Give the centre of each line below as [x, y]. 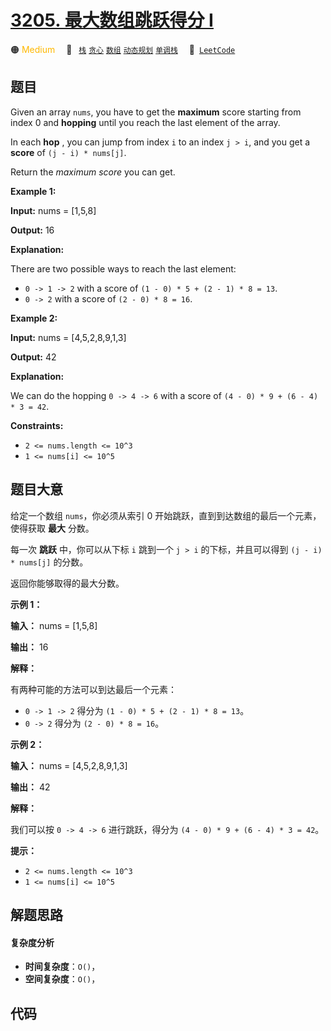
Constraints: [37, 425]
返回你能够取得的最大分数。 [67, 583]
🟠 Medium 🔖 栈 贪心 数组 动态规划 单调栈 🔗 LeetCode [123, 49]
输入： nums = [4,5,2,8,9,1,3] [69, 765]
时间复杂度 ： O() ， [62, 967]
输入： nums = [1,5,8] [54, 625]
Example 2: [34, 318]
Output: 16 [32, 230]
